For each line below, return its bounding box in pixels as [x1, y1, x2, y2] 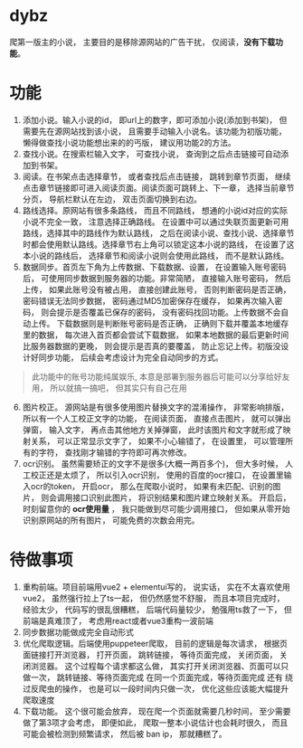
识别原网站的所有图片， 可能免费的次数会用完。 [22, 515, 200, 525]
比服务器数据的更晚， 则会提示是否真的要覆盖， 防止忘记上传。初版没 [22, 340, 281, 351]
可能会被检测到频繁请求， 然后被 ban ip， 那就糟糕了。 [22, 728, 228, 739]
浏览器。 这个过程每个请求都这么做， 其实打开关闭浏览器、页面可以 [30, 660, 281, 671]
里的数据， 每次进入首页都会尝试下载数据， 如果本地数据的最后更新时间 [22, 329, 289, 340]
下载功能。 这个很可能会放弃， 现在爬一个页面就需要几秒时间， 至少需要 [22, 705, 291, 716]
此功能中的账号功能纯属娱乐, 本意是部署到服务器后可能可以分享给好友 [31, 371, 290, 382]
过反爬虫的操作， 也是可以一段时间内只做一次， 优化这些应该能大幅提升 [22, 683, 289, 694]
